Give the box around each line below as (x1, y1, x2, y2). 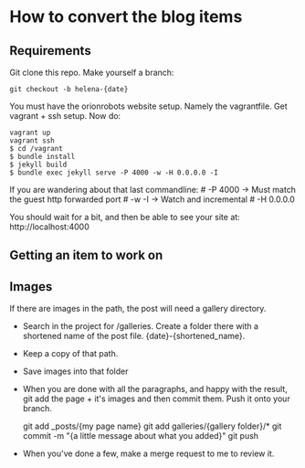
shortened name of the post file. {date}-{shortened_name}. (22, 331, 246, 342)
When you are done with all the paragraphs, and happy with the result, (22, 384, 288, 395)
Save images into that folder (22, 366, 129, 377)
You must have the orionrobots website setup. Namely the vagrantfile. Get (9, 101, 288, 112)
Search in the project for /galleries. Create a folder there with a (22, 321, 258, 332)
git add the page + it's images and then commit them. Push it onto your (22, 393, 290, 404)
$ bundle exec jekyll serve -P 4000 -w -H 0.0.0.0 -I (9, 168, 219, 177)
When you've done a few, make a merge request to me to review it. (22, 448, 275, 459)
